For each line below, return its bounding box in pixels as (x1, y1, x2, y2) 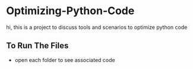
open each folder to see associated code (14, 56, 115, 63)
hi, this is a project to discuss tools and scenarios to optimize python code (6, 24, 188, 31)
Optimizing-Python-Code (6, 4, 135, 18)
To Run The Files (6, 41, 69, 51)
